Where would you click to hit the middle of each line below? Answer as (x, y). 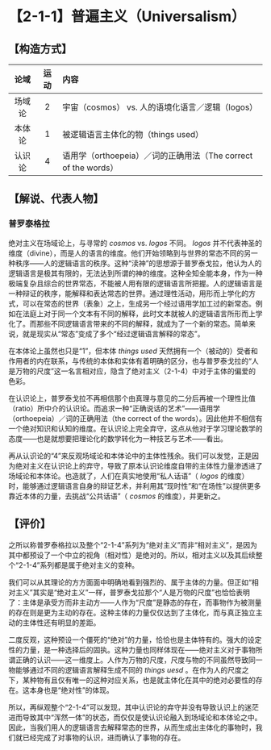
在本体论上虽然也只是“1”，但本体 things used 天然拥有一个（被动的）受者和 (133, 351)
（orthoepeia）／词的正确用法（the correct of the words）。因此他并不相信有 (135, 418)
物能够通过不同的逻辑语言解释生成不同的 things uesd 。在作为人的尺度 (125, 669)
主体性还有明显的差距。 (61, 623)
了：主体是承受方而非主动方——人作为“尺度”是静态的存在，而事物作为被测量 (135, 602)
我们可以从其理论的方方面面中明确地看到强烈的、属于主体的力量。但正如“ (130, 582)
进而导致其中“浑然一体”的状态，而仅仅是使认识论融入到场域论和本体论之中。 (135, 717)
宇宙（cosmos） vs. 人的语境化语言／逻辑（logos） (160, 107)
